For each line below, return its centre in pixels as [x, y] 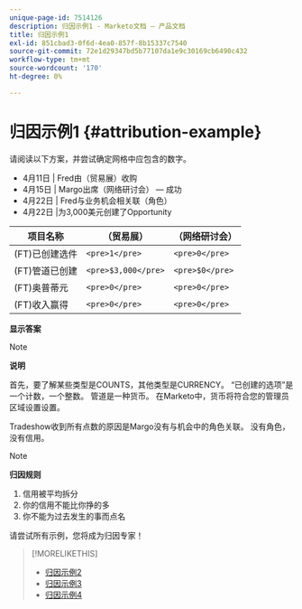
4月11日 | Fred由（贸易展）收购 [80, 178]
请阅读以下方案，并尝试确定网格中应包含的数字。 [100, 158]
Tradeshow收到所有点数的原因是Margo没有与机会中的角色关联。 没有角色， [150, 426]
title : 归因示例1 [39, 34]
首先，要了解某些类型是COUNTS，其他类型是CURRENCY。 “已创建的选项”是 [151, 384]
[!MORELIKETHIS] [64, 553]
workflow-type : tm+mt [50, 60]
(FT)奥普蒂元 [41, 287]
